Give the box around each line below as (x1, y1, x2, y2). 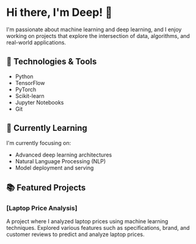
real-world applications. (6, 39, 66, 46)
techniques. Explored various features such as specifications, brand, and (6, 224, 191, 232)
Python (15, 73, 34, 80)
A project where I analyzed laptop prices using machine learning (6, 218, 169, 225)
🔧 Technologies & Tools (6, 56, 97, 67)
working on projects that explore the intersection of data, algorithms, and (6, 32, 191, 39)
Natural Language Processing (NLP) (15, 157, 106, 165)
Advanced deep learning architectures (15, 151, 112, 158)
